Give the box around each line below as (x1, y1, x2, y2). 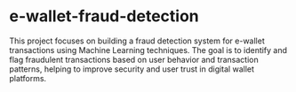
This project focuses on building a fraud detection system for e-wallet (9, 35, 265, 46)
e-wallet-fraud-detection (9, 6, 200, 27)
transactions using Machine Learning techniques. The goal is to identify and (9, 44, 287, 55)
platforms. (9, 73, 47, 83)
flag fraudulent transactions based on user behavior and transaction (9, 54, 260, 65)
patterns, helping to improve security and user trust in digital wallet (9, 64, 255, 74)
